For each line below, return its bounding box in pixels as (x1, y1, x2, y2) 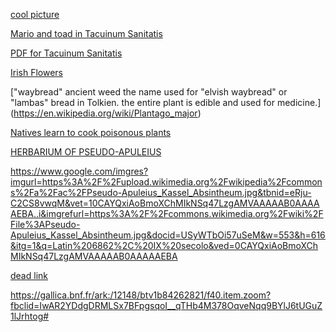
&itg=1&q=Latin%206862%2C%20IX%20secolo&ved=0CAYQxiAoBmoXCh (10, 240, 319, 251)
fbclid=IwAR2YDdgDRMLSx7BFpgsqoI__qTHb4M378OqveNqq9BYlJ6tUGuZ (10, 300, 323, 311)
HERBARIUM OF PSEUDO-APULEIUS (10, 146, 162, 158)
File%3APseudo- (10, 219, 81, 230)
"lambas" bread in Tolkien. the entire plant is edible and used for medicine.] (10, 97, 322, 108)
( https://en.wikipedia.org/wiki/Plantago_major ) (10, 107, 202, 119)
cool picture (10, 9, 60, 20)
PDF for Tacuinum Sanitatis (10, 47, 123, 59)
